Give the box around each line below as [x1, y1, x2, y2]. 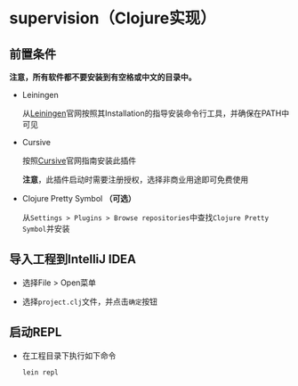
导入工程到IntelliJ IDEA [9, 251, 136, 267]
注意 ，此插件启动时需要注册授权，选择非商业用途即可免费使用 [21, 175, 249, 185]
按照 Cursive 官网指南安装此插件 [21, 155, 137, 166]
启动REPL [9, 324, 62, 340]
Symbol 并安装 [21, 224, 70, 234]
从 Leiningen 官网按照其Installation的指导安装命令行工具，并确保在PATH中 [21, 108, 290, 119]
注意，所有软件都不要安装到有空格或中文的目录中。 [9, 72, 197, 82]
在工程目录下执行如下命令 [21, 349, 117, 361]
